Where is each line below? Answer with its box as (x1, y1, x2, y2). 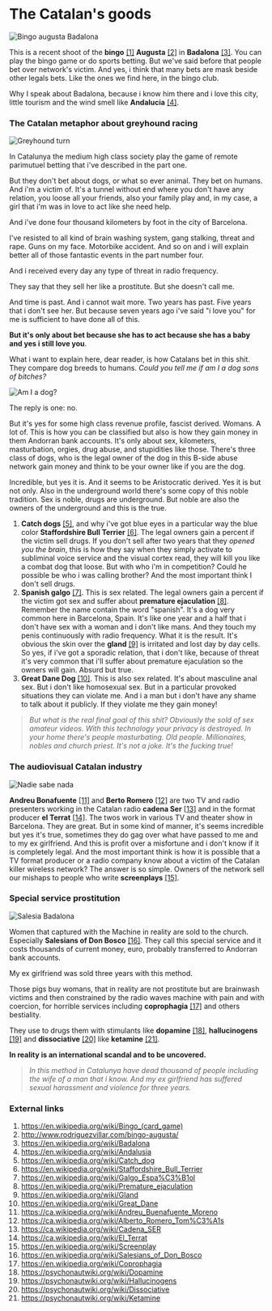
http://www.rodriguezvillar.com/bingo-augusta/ (20, 1130, 179, 1139)
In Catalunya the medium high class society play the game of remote (9, 151, 238, 162)
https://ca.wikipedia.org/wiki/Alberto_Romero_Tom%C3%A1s (20, 1216, 225, 1226)
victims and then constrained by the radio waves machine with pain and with (9, 992, 265, 1002)
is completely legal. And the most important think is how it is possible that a (9, 846, 261, 856)
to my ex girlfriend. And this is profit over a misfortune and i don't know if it (9, 838, 260, 848)
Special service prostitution (9, 893, 121, 904)
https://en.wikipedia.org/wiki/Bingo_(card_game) (20, 1122, 184, 1131)
